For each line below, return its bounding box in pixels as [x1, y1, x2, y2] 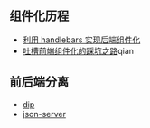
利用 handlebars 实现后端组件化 [22, 34, 141, 45]
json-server [22, 108, 66, 119]
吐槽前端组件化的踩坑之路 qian [22, 45, 134, 56]
